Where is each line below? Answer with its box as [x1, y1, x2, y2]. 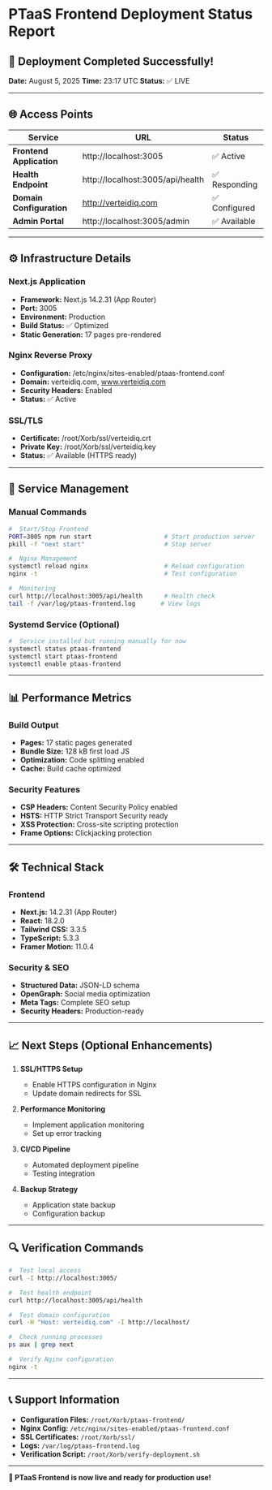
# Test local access [8, 1267, 82, 1275]
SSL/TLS [8, 415, 43, 426]
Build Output [8, 719, 59, 731]
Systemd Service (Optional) [8, 619, 120, 630]
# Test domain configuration [8, 1311, 111, 1319]
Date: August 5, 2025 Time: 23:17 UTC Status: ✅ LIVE [8, 76, 190, 85]
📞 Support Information [8, 1393, 120, 1407]
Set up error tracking [32, 1129, 102, 1138]
